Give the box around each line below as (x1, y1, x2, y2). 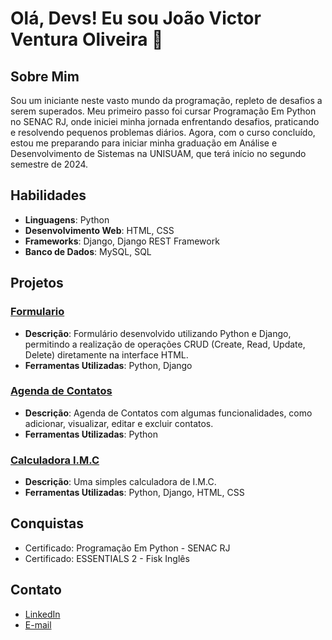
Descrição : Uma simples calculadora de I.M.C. (24, 476, 217, 488)
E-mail (24, 618, 52, 631)
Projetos (10, 275, 64, 292)
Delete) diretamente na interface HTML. (24, 348, 189, 361)
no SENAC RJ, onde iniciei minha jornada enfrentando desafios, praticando (10, 116, 320, 127)
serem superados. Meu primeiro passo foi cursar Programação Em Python (10, 105, 317, 117)
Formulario (10, 305, 65, 319)
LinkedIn (24, 608, 61, 620)
